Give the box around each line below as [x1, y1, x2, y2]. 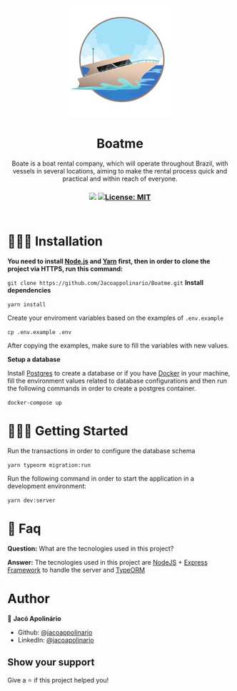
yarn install [7, 301, 46, 308]
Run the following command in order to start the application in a [7, 474, 195, 483]
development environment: [7, 482, 87, 490]
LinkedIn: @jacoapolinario [17, 635, 94, 644]
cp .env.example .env [7, 329, 72, 336]
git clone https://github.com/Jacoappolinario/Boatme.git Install [7, 278, 204, 287]
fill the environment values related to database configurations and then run [7, 377, 227, 385]
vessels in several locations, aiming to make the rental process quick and [12, 166, 228, 175]
